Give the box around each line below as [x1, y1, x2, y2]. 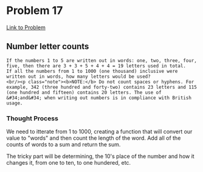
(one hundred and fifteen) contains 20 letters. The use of [6, 89, 162, 95]
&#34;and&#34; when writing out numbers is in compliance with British [6, 95, 191, 101]
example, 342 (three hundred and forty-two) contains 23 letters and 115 [6, 84, 198, 90]
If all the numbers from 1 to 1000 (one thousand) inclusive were [6, 68, 178, 74]
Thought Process [6, 114, 59, 122]
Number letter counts [6, 41, 89, 52]
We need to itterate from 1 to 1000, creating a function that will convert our [6, 128, 193, 136]
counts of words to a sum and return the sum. [6, 141, 121, 148]
